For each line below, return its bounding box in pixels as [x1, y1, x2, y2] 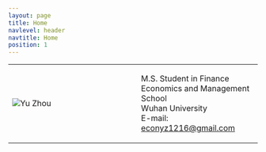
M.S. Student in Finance [141, 73, 230, 84]
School [141, 93, 168, 104]
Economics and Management [141, 83, 250, 94]
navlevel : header [8, 26, 66, 34]
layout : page [8, 11, 51, 20]
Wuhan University [141, 103, 207, 114]
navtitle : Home [8, 33, 59, 42]
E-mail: [141, 112, 169, 123]
